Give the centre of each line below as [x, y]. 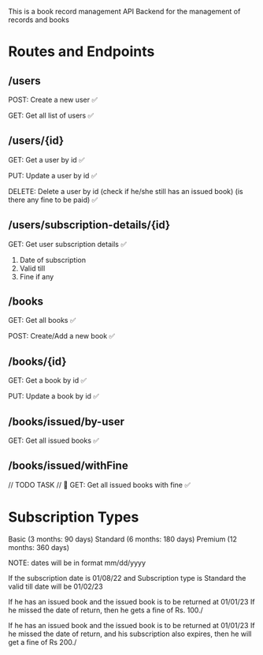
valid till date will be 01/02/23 [56, 586]
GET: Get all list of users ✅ [51, 115]
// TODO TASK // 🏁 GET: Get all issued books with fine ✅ [100, 485]
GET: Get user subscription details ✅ [68, 244]
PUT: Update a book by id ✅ [54, 396]
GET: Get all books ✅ [42, 320]
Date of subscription [53, 260]
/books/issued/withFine [68, 466]
